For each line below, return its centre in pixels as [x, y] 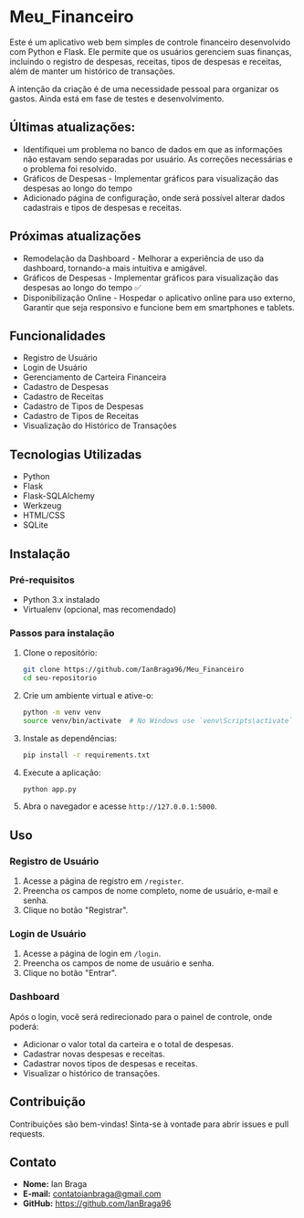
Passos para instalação [62, 633]
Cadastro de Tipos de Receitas [81, 416]
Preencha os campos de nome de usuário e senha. [118, 963]
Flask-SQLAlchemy [59, 496]
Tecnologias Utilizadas [76, 454]
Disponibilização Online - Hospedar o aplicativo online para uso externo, [159, 298]
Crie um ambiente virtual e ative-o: [88, 695]
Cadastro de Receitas [63, 397]
